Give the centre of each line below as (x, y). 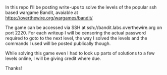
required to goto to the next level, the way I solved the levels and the (76, 38)
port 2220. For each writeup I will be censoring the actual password (76, 33)
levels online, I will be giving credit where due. (53, 58)
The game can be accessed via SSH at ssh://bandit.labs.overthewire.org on (84, 27)
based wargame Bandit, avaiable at (42, 12)
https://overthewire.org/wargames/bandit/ (49, 18)
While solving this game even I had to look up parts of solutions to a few (80, 53)
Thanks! (14, 68)
